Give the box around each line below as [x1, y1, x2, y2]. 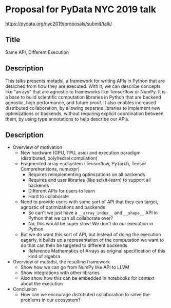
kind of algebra [28, 253, 61, 260]
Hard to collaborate [28, 194, 69, 200]
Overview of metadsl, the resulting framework [12, 259, 110, 265]
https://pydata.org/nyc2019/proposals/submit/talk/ [5, 21, 112, 27]
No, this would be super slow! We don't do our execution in [28, 221, 154, 227]
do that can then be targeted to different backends [20, 242, 127, 248]
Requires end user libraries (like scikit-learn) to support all [28, 177, 151, 183]
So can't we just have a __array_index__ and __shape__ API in [28, 209, 158, 216]
